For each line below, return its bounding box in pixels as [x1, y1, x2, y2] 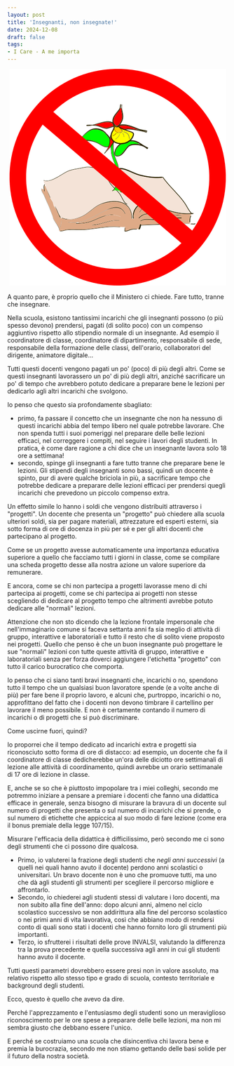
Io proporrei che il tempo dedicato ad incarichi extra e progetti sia [7, 740, 197, 749]
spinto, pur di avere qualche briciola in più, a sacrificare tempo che [17, 474, 211, 482]
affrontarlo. [17, 886, 50, 894]
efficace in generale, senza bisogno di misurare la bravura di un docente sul [7, 799, 226, 807]
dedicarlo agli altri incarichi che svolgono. [7, 387, 128, 395]
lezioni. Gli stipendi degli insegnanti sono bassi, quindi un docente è [17, 467, 214, 474]
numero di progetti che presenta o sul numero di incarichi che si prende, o [7, 806, 221, 814]
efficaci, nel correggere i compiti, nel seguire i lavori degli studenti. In [17, 437, 217, 445]
